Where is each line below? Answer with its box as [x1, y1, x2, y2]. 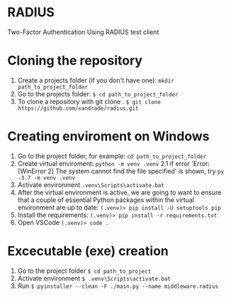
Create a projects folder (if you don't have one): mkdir [17, 76, 175, 84]
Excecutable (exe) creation [7, 243, 169, 259]
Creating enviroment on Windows [7, 128, 210, 145]
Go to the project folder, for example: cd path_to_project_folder [17, 152, 207, 160]
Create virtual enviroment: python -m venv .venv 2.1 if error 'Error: [17, 159, 210, 167]
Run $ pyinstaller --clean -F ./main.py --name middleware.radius [17, 281, 218, 290]
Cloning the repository [7, 52, 143, 69]
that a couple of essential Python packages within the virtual [17, 196, 195, 204]
